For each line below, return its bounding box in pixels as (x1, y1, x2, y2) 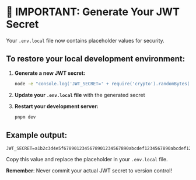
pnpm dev (14, 114, 36, 120)
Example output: (6, 130, 68, 140)
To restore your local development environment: (6, 54, 185, 64)
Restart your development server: (14, 102, 99, 110)
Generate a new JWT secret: (14, 70, 86, 77)
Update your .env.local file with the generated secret (14, 91, 145, 98)
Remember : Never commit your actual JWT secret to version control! (6, 167, 173, 174)
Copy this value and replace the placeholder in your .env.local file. (6, 156, 168, 163)
